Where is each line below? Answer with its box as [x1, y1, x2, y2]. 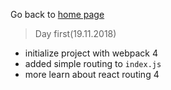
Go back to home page [10, 9, 105, 20]
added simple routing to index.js [24, 58, 162, 69]
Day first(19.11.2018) [34, 28, 117, 39]
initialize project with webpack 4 [24, 47, 158, 59]
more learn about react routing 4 [24, 69, 160, 80]
